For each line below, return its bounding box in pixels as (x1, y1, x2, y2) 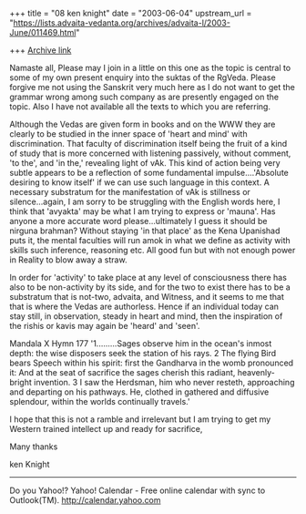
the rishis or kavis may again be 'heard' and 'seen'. (9, 321, 200, 331)
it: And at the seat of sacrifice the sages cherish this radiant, (9, 367, 236, 377)
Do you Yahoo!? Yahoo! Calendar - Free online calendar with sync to (9, 485, 266, 496)
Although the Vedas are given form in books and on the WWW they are (9, 118, 276, 129)
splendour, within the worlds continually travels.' (9, 396, 190, 406)
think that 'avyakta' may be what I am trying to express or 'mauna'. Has (9, 206, 276, 217)
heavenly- (237, 367, 275, 377)
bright (9, 377, 32, 387)
